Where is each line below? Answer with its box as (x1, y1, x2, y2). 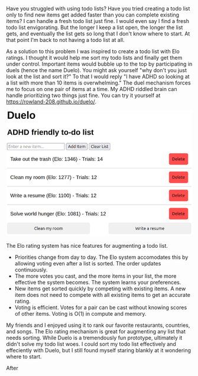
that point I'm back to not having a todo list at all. (6, 37, 125, 43)
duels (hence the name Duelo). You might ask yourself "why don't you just (6, 67, 187, 73)
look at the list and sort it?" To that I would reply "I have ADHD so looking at (6, 73, 190, 80)
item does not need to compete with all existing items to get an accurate (14, 291, 191, 298)
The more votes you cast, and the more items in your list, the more (14, 272, 177, 280)
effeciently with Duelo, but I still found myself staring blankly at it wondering (6, 346, 191, 354)
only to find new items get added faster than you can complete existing (6, 11, 179, 18)
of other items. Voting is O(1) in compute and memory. (14, 310, 147, 317)
